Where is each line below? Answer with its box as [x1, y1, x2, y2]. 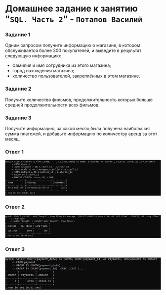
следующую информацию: [5, 53, 62, 59]
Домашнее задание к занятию [5, 3, 138, 14]
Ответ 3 [5, 246, 25, 253]
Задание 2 [5, 85, 32, 92]
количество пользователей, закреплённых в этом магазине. [12, 73, 140, 79]
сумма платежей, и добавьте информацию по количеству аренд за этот [5, 131, 158, 137]
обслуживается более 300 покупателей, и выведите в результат [5, 48, 142, 53]
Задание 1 [5, 31, 31, 38]
